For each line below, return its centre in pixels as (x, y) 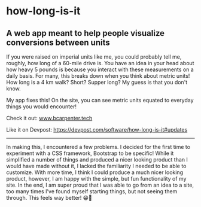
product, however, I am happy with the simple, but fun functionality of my (96, 179)
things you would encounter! (41, 106)
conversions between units (58, 42)
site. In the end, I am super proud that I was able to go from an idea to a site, (100, 185)
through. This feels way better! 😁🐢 (49, 198)
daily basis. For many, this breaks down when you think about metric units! (98, 76)
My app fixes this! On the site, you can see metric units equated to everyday (100, 100)
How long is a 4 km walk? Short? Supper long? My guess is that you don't (97, 82)
